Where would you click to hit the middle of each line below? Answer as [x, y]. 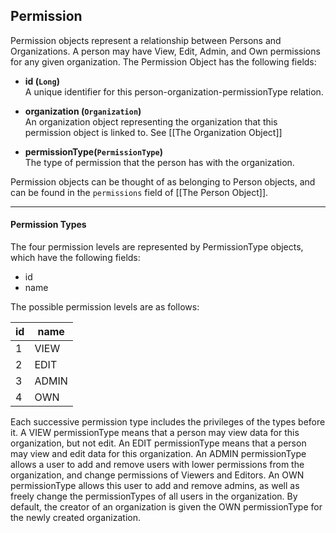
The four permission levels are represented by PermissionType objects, [157, 247]
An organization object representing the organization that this [151, 121]
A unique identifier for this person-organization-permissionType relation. [174, 91]
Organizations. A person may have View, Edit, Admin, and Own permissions [165, 51]
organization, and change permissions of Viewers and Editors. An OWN [157, 475]
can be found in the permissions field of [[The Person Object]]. [139, 192]
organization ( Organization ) [83, 111]
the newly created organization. [75, 518]
